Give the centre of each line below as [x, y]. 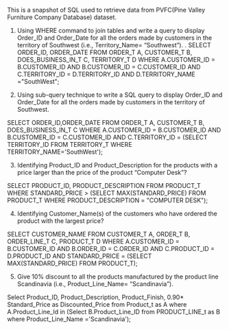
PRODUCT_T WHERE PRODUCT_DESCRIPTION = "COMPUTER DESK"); [107, 200]
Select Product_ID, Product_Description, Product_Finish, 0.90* [95, 297]
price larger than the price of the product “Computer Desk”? [102, 172]
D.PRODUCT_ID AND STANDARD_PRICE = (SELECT [80, 256]
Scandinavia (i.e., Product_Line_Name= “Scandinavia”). [95, 284]
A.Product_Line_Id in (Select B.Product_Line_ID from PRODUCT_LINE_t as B [114, 312]
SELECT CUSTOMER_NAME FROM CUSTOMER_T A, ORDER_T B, [99, 234]
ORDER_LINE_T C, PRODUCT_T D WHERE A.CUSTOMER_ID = [93, 241]
